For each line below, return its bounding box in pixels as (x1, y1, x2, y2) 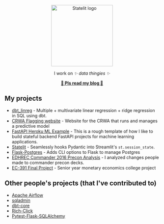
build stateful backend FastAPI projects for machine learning (11, 133, 135, 140)
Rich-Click (11, 208, 33, 214)
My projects (4, 94, 42, 103)
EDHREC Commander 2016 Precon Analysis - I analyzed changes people (11, 154, 159, 160)
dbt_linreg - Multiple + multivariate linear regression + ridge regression (11, 107, 155, 113)
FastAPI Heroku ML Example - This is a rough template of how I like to (11, 128, 153, 134)
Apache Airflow (11, 192, 44, 198)
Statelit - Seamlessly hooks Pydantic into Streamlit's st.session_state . (11, 144, 155, 150)
